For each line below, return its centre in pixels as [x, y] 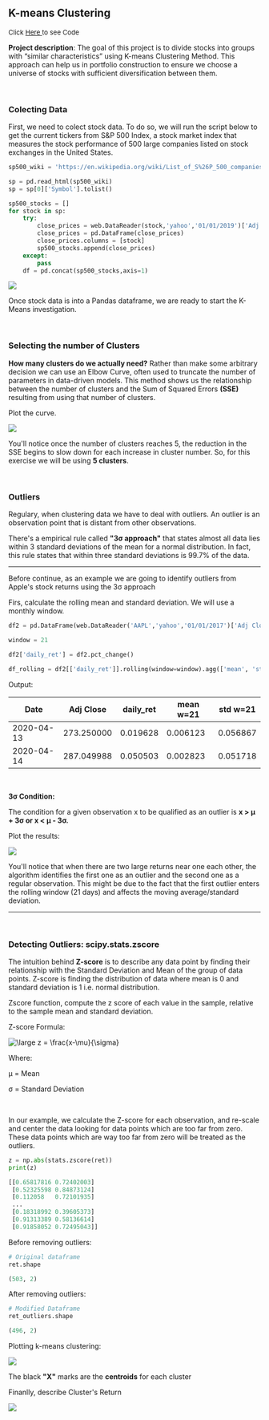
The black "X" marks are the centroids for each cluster [100, 1377]
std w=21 [237, 709]
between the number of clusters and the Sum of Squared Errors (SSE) [124, 389]
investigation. [55, 309]
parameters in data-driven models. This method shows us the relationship [130, 380]
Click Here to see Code [44, 32]
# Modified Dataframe [44, 1309]
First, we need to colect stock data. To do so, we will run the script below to [133, 127]
